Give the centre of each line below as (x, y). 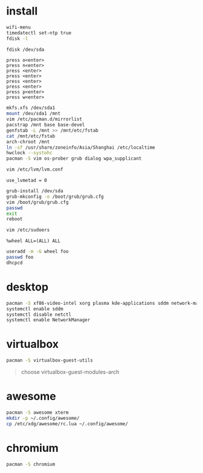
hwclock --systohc (29, 153)
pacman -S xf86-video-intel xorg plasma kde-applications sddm (88, 303)
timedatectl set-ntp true (39, 33)
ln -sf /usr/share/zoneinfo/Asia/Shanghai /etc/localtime (81, 147)
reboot (14, 219)
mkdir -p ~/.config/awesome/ (43, 418)
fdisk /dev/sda (25, 50)
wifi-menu (19, 27)
